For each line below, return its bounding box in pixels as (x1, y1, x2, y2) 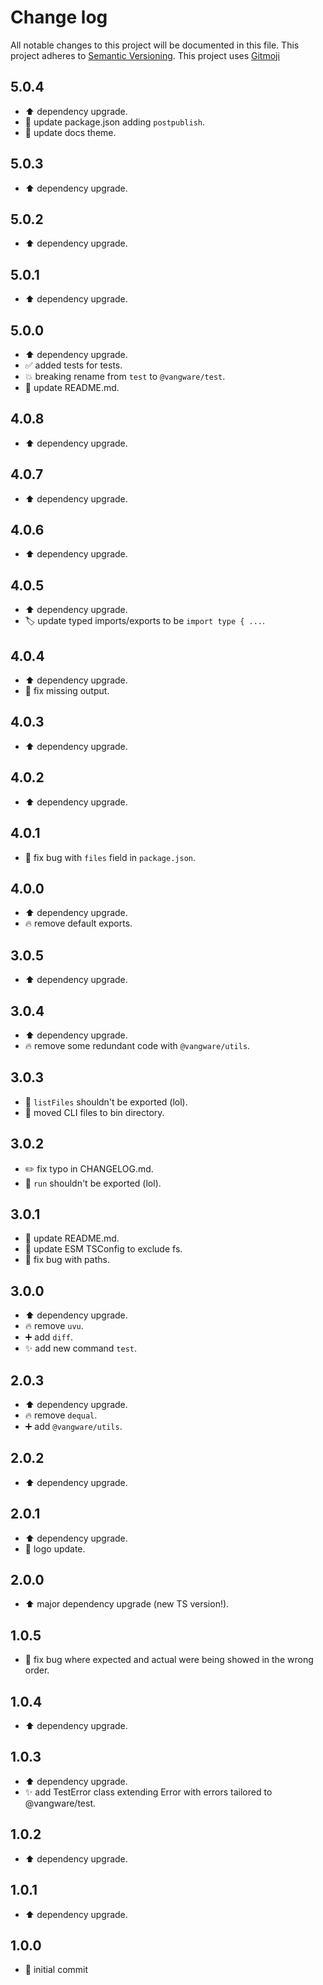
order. (24, 1664, 50, 1676)
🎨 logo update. (24, 1542, 86, 1555)
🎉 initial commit (24, 1964, 89, 1976)
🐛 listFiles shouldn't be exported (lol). (24, 1096, 188, 1108)
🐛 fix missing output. (24, 685, 110, 697)
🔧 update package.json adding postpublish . (24, 116, 206, 128)
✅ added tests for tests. (24, 359, 123, 371)
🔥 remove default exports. (24, 917, 133, 930)
